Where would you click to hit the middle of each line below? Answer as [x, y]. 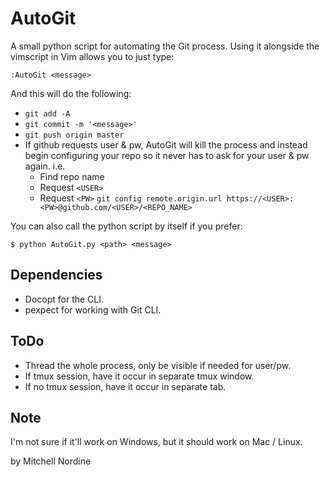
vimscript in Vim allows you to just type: [92, 56]
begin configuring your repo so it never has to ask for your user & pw [167, 155]
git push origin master [74, 135]
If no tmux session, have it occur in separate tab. [125, 386]
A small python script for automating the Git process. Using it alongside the [165, 46]
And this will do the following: [71, 93]
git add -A [47, 113]
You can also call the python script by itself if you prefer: [126, 226]
